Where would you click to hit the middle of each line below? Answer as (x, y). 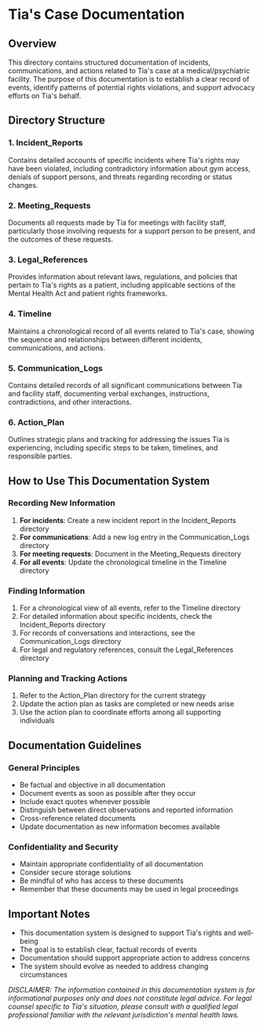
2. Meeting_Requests (49, 205)
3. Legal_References (48, 260)
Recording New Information (62, 503)
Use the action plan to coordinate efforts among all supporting (120, 712)
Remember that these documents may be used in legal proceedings (129, 889)
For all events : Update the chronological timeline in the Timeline (123, 562)
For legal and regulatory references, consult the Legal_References (126, 650)
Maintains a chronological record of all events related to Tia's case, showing (131, 331)
